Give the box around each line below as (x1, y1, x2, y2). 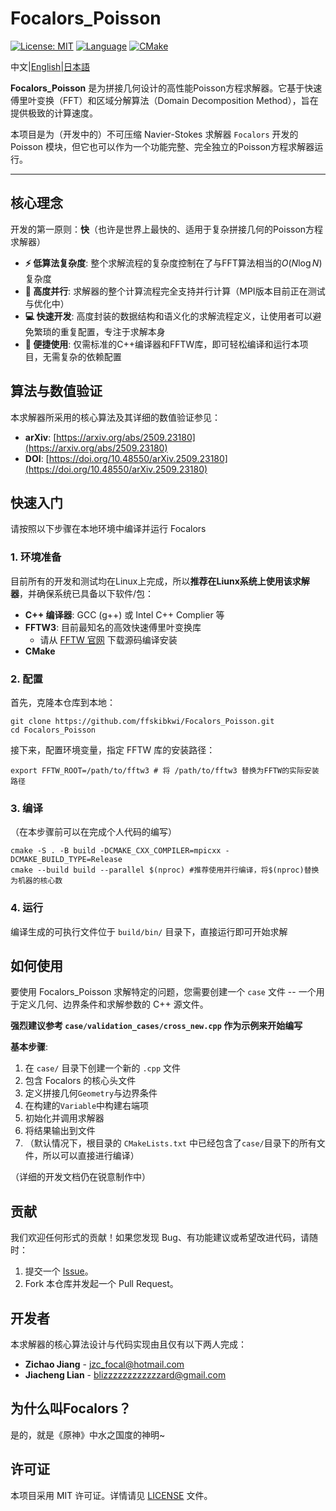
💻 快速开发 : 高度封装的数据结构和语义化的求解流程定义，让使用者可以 (24, 310, 313, 322)
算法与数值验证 (10, 383, 103, 400)
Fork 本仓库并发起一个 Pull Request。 (24, 1278, 179, 1290)
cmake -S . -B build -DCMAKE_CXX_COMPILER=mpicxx (10, 846, 222, 856)
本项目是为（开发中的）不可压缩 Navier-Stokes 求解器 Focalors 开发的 (10, 128, 299, 140)
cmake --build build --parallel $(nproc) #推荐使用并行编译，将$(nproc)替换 (10, 865, 320, 876)
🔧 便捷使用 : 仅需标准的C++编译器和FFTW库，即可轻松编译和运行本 (24, 338, 300, 350)
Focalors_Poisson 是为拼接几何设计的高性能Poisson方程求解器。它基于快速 (10, 82, 323, 94)
